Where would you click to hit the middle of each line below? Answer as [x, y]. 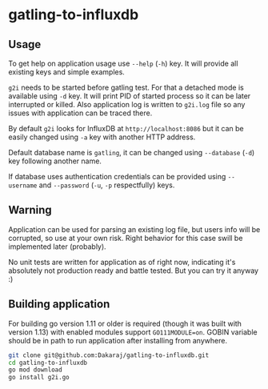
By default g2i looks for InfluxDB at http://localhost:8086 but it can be [126, 128]
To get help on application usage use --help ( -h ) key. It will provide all [123, 63]
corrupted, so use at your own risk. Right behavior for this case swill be [126, 238]
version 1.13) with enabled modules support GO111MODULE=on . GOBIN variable [133, 332]
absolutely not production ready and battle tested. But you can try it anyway [133, 271]
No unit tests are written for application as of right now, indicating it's [122, 262]
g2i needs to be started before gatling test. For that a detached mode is [126, 87]
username [23, 186]
